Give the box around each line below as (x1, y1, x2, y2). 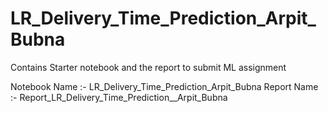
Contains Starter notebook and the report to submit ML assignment (10, 61, 287, 73)
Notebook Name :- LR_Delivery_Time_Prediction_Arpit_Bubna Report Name (10, 80, 319, 92)
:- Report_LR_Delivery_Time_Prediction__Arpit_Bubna (10, 91, 228, 103)
